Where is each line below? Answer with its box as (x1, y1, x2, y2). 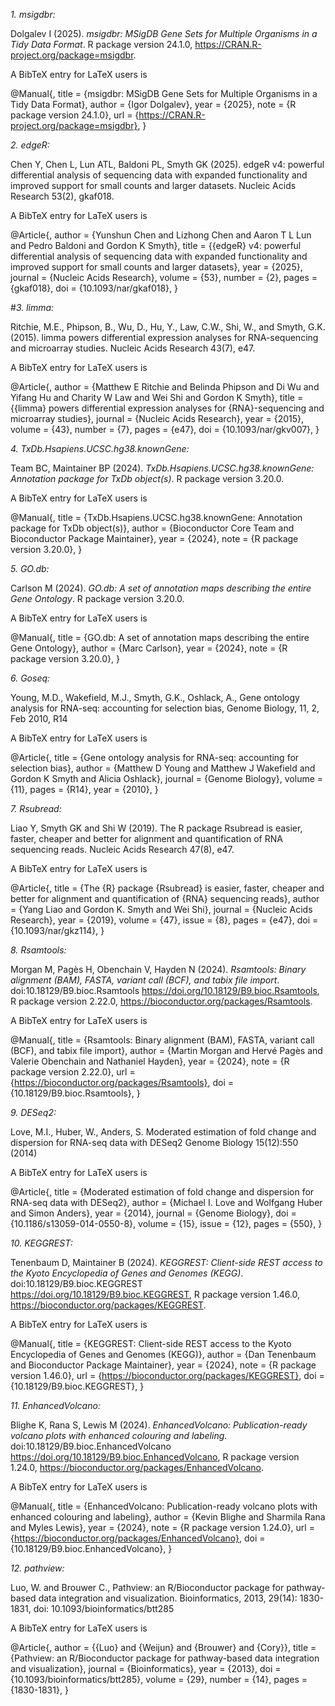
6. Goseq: (10, 672, 51, 684)
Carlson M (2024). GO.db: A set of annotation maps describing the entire (10, 582, 312, 594)
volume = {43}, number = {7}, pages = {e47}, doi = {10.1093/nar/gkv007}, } (10, 424, 320, 435)
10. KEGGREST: (10, 1237, 73, 1249)
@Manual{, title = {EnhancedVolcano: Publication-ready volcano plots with (10, 1500, 318, 1512)
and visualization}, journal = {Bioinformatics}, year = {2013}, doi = (10, 1663, 282, 1674)
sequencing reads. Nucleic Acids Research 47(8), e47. (10, 844, 235, 855)
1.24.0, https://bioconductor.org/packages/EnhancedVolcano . (10, 1462, 265, 1473)
